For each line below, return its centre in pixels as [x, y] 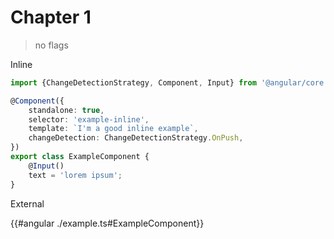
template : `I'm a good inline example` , [113, 129]
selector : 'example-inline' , [89, 119]
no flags [51, 45]
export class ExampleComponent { [80, 157]
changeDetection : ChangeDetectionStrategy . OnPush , [136, 138]
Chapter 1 [51, 17]
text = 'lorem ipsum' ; [75, 175]
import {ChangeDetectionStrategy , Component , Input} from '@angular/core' [169, 82]
